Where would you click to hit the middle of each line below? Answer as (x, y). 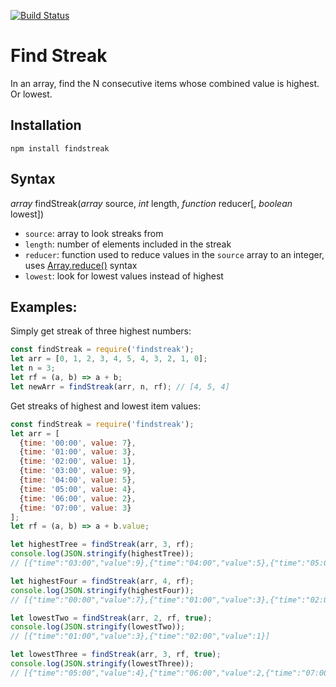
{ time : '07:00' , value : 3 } (75, 508)
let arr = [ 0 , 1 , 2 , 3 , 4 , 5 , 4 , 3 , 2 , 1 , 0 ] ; (109, 359)
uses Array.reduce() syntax (81, 265)
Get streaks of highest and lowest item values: (105, 406)
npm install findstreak (60, 148)
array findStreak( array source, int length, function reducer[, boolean (151, 203)
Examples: (44, 306)
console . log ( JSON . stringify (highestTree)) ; (102, 554)
